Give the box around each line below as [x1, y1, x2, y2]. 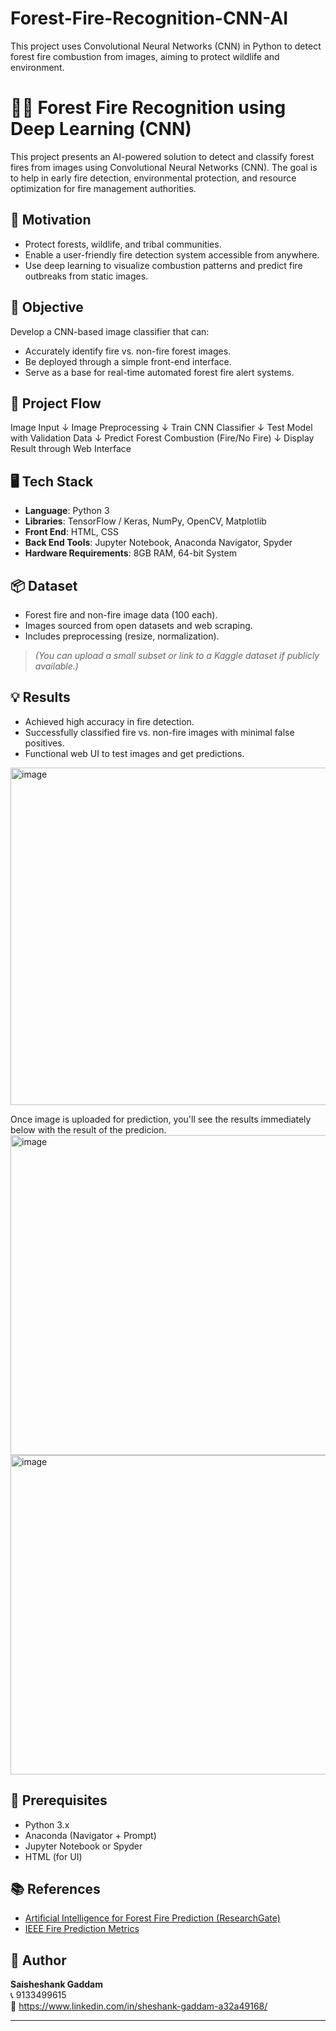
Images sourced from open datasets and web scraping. [24, 619, 253, 631]
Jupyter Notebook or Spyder [24, 1840, 143, 1852]
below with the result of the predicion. [10, 1123, 167, 1136]
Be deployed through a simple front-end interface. [24, 355, 232, 367]
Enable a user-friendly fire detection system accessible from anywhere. [24, 248, 320, 261]
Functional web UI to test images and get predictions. [24, 747, 245, 759]
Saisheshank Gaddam [10, 1978, 104, 1991]
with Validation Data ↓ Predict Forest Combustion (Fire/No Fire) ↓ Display [10, 432, 315, 444]
